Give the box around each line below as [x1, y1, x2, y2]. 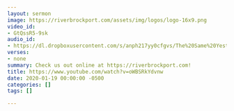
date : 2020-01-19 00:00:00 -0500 [7, 74, 104, 82]
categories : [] [7, 81, 52, 88]
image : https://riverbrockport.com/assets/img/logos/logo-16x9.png [7, 17, 208, 24]
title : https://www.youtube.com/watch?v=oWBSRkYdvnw [7, 68, 164, 75]
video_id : [7, 23, 36, 30]
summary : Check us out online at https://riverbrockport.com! [7, 62, 192, 69]
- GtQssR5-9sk [7, 29, 49, 37]
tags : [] [7, 87, 33, 94]
